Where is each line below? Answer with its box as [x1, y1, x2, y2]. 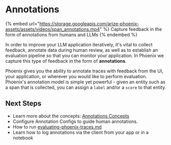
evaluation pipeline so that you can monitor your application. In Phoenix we [5, 52, 164, 59]
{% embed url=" [5, 21, 40, 27]
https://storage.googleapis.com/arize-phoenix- [39, 21, 140, 27]
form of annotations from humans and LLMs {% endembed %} [5, 31, 138, 38]
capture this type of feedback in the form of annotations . [5, 58, 127, 64]
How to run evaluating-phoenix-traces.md [12, 123, 102, 130]
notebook [12, 135, 33, 141]
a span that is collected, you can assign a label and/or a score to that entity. [5, 84, 166, 90]
